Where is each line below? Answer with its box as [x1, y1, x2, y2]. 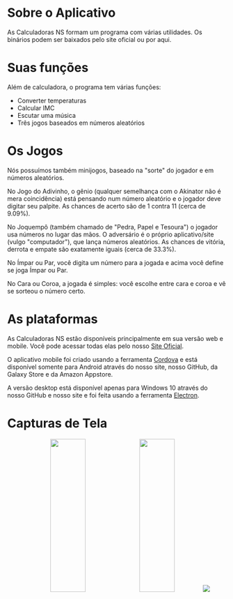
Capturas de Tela [7, 415, 108, 431]
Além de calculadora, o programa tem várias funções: [7, 82, 161, 91]
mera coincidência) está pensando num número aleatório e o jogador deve [7, 194, 221, 203]
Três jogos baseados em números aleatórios [17, 119, 145, 127]
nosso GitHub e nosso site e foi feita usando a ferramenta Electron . [7, 391, 200, 399]
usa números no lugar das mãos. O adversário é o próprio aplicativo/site [7, 230, 214, 238]
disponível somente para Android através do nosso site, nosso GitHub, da [7, 363, 218, 371]
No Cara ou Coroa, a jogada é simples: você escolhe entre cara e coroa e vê [7, 279, 226, 287]
